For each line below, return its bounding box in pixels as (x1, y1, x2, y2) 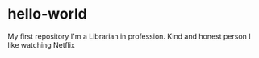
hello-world (7, 5, 88, 23)
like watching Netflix (7, 39, 76, 49)
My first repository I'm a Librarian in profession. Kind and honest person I (7, 31, 251, 41)
